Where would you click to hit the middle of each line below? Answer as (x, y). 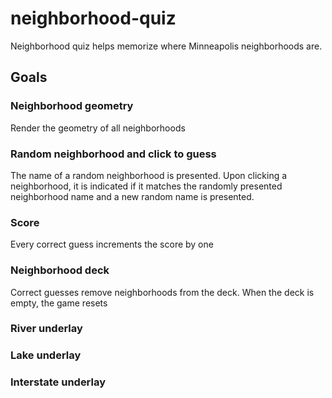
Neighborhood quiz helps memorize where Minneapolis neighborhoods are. (166, 46)
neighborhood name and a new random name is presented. (132, 196)
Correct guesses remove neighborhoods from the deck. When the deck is (162, 292)
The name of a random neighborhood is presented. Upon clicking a (149, 175)
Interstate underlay (58, 382)
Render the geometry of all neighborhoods (98, 128)
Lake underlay (46, 355)
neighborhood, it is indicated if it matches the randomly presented (146, 186)
